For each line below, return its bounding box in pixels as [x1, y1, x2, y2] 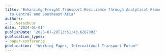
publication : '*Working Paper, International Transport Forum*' [5, 43, 139, 48]
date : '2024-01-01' [5, 25, 45, 30]
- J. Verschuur [5, 20, 36, 26]
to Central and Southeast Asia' [9, 12, 76, 17]
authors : [5, 16, 23, 21]
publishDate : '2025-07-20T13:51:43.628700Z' [5, 30, 98, 35]
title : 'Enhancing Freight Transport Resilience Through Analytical [5, 7, 148, 12]
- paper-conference [5, 39, 45, 44]
